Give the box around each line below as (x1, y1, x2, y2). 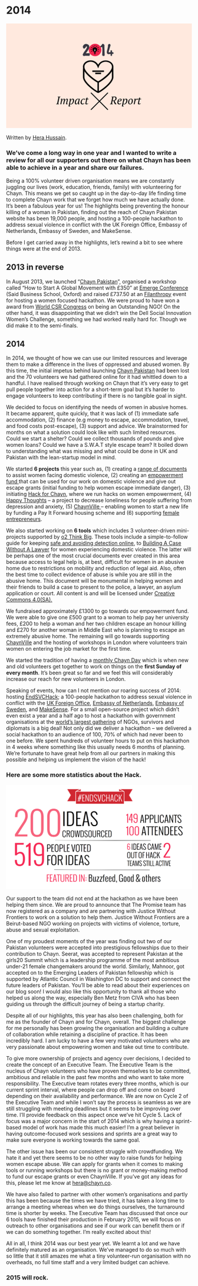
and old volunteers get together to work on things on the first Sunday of (6, 663, 182, 670)
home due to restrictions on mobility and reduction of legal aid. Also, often (6, 565, 187, 572)
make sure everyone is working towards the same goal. (6, 1136, 140, 1144)
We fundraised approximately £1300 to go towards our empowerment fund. (6, 608, 189, 615)
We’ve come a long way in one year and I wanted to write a (6, 149, 177, 157)
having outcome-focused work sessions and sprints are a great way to (6, 1130, 178, 1137)
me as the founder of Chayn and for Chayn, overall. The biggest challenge (6, 1018, 186, 1025)
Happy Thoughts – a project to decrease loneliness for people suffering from (6, 497, 193, 504)
